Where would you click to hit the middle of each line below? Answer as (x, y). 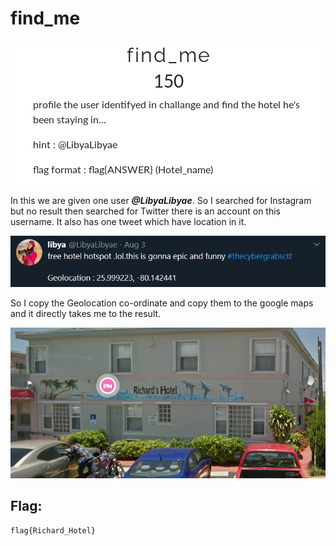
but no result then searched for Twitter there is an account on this (146, 211)
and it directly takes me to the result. (86, 313)
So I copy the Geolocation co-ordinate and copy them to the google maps (162, 303)
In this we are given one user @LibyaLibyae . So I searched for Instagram (161, 200)
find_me (45, 18)
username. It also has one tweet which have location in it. (128, 221)
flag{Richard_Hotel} (53, 531)
